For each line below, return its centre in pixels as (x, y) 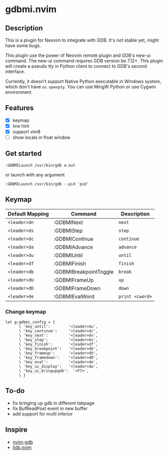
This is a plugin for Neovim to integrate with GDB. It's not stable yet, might (82, 40)
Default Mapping (28, 214)
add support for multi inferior (43, 413)
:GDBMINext (68, 222)
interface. (15, 71)
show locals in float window (41, 137)
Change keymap (26, 312)
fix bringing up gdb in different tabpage (53, 403)
